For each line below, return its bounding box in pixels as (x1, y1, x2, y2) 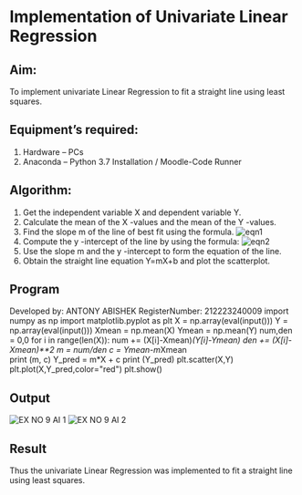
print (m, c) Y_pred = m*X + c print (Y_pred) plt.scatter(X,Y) (9, 354, 234, 366)
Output (9, 390, 50, 406)
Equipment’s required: (9, 122, 139, 138)
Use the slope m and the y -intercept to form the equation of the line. (22, 245, 282, 256)
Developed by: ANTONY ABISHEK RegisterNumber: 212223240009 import (9, 305, 289, 316)
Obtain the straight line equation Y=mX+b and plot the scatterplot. (22, 255, 271, 266)
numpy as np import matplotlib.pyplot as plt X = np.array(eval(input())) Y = (9, 315, 289, 326)
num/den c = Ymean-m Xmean (72, 345, 187, 356)
